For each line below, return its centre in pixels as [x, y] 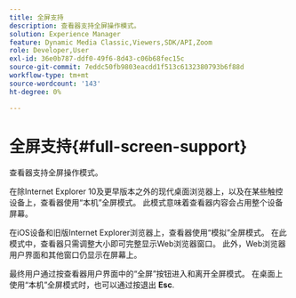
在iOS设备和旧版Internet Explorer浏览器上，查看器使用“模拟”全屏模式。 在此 [148, 233]
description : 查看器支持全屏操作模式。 [75, 26]
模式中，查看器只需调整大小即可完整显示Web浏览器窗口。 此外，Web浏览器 [148, 244]
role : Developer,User [49, 51]
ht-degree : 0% [36, 92]
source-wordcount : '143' [55, 84]
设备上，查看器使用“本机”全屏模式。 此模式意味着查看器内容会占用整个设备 [146, 203]
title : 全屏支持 [36, 17]
